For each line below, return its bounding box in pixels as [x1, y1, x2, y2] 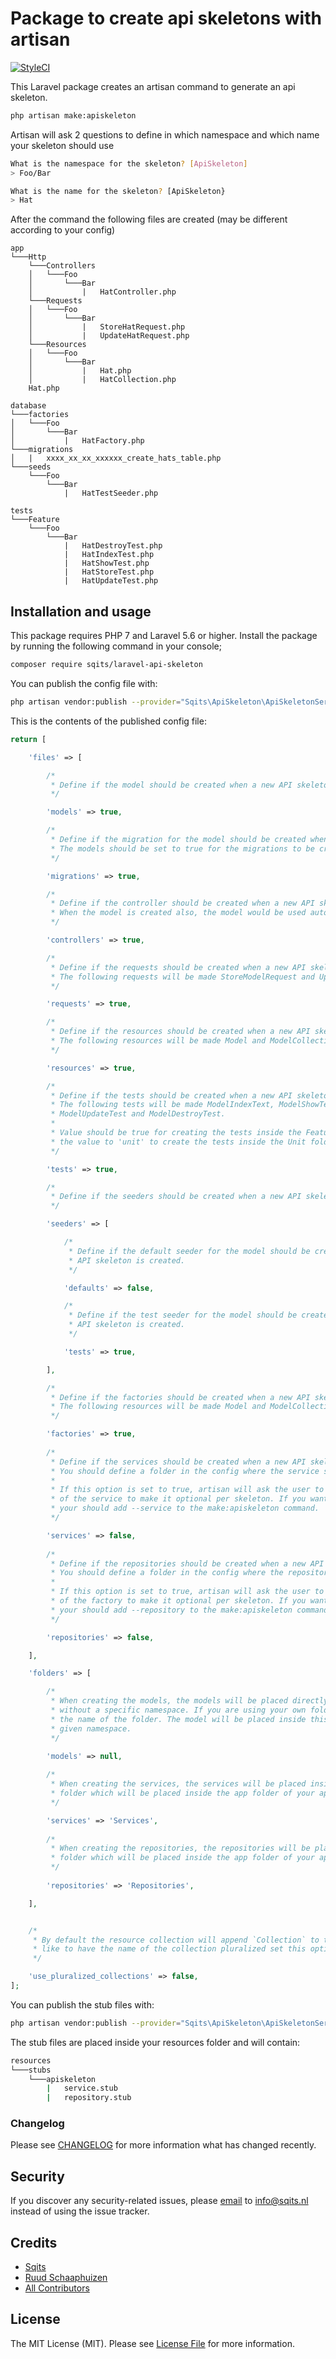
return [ [10, 734, 47, 744]
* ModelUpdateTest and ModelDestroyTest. [50, 1109, 226, 1119]
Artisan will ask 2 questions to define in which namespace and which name [10, 128, 320, 141]
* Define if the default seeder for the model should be [68, 1246, 311, 1256]
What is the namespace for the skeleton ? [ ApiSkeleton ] [10, 158, 248, 169]
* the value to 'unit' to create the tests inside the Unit [50, 1137, 307, 1147]
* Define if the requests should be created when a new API [50, 962, 307, 972]
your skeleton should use [10, 139, 115, 151]
